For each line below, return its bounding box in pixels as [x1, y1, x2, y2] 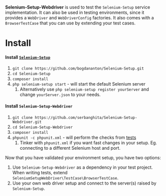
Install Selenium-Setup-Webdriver [5, 103, 73, 109]
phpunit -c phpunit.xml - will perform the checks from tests [12, 134, 137, 140]
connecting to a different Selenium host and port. [19, 145, 121, 151]
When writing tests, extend [12, 169, 68, 176]
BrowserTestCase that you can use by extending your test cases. [5, 20, 136, 26]
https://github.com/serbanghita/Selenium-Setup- [34, 115, 138, 120]
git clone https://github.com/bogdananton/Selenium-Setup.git [12, 66, 144, 71]
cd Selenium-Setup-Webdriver [12, 124, 73, 130]
